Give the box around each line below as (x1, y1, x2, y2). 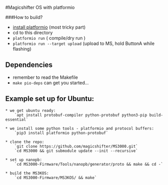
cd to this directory (12, 30, 53, 35)
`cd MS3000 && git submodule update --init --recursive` (14, 148, 138, 153)
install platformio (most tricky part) (12, 24, 86, 30)
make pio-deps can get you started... (12, 79, 89, 86)
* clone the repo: (5, 139, 44, 145)
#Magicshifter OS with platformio (5, 5, 75, 10)
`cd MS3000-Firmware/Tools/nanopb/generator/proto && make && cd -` (14, 161, 163, 167)
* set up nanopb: (5, 157, 42, 163)
